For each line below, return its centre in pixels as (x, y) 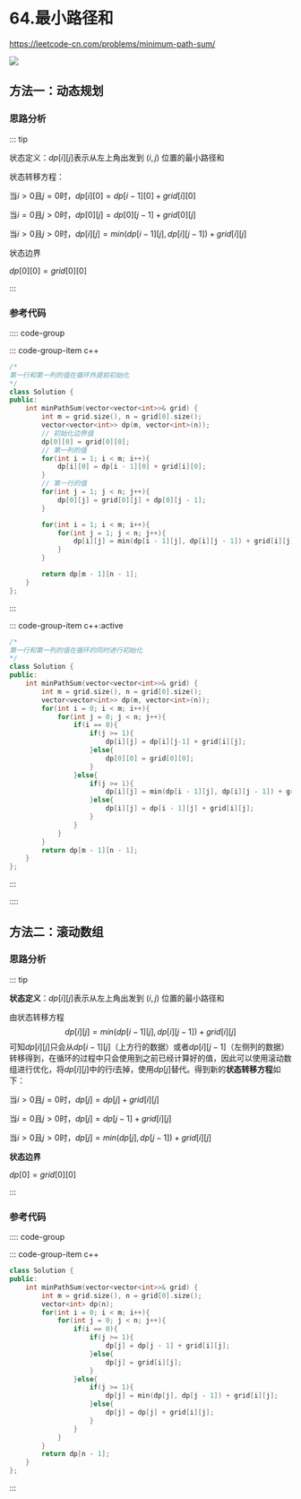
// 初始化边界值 (68, 433)
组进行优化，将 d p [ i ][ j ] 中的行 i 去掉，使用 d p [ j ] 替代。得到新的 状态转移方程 (141, 1069)
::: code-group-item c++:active (66, 625)
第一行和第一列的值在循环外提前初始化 (69, 375)
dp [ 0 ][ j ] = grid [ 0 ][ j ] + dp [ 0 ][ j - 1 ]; (132, 500)
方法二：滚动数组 (56, 932)
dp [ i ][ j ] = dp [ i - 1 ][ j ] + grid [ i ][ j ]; (180, 809)
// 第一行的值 (64, 484)
